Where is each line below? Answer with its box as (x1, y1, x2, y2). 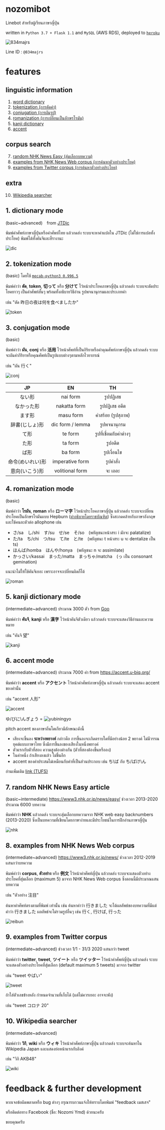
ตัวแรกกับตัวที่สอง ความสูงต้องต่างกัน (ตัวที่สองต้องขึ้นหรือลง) (12, 747, 111, 753)
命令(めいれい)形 (8, 458, 47, 465)
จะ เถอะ (105, 467, 120, 474)
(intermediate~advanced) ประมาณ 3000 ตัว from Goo (5, 605, 110, 611)
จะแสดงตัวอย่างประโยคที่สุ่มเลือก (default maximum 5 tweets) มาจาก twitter (5, 962, 141, 968)
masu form (58, 412, 83, 418)
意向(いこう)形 (10, 468, 44, 474)
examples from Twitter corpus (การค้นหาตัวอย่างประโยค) (12, 164, 117, 170)
